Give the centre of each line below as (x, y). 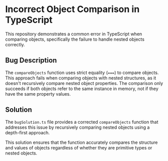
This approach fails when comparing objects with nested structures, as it (81, 78)
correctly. (15, 44)
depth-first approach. (28, 132)
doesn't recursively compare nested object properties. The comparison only (84, 83)
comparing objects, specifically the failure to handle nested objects (75, 39)
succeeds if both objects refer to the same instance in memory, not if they (82, 89)
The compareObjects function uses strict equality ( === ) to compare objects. (82, 72)
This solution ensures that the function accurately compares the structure (81, 142)
